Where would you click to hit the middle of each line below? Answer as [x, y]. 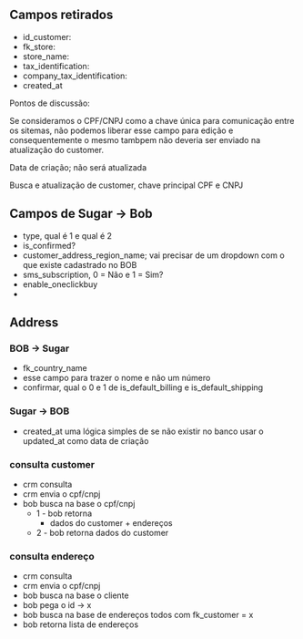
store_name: [46, 56]
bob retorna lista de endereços [81, 624]
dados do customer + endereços [111, 522]
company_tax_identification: [75, 76]
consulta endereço [52, 556]
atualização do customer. [57, 149]
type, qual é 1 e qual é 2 [67, 235]
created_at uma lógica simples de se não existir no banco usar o [143, 431]
